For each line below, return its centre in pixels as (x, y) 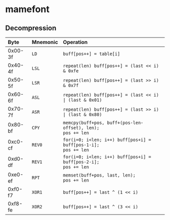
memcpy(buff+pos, (84, 123)
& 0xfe (71, 71)
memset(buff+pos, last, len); (99, 175)
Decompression (31, 28)
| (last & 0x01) (82, 100)
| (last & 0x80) (82, 115)
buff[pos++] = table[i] (92, 54)
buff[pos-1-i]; (81, 145)
